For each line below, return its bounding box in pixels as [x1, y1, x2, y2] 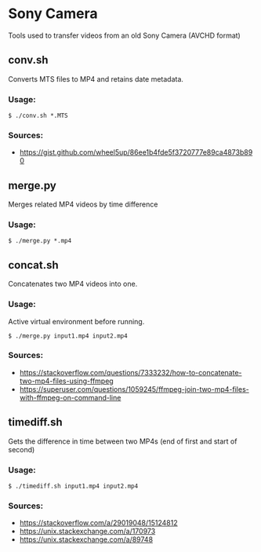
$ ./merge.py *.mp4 [8, 237, 72, 245]
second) [8, 444, 35, 454]
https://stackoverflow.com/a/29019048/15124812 [19, 518, 178, 528]
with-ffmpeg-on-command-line [19, 393, 121, 402]
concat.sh [8, 258, 59, 272]
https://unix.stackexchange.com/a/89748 [19, 535, 154, 544]
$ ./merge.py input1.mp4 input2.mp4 [8, 331, 128, 340]
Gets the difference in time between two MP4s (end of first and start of [8, 437, 237, 446]
